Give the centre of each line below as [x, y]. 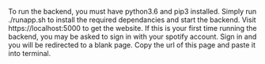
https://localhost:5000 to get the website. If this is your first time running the [132, 28]
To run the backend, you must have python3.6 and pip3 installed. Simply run [132, 11]
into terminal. [30, 53]
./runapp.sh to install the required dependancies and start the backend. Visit [132, 20]
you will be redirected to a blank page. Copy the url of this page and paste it [132, 45]
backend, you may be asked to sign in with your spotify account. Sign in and [132, 36]
